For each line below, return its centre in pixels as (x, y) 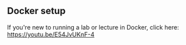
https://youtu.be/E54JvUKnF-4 (51, 34)
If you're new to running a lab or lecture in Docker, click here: (93, 27)
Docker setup (37, 11)
